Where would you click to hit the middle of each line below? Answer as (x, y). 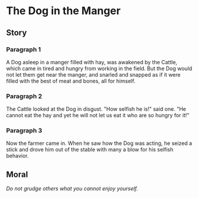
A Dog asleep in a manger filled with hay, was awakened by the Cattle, (92, 62)
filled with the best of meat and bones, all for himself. (71, 81)
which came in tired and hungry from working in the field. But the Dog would (99, 68)
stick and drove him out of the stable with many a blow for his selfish (90, 150)
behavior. (17, 156)
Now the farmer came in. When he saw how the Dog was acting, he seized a (99, 143)
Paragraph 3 (24, 131)
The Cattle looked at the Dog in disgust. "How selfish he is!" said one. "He (96, 109)
